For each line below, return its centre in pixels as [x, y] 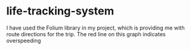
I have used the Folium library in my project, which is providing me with [95, 28]
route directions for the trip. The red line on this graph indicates [86, 34]
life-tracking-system [60, 11]
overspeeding [24, 40]
